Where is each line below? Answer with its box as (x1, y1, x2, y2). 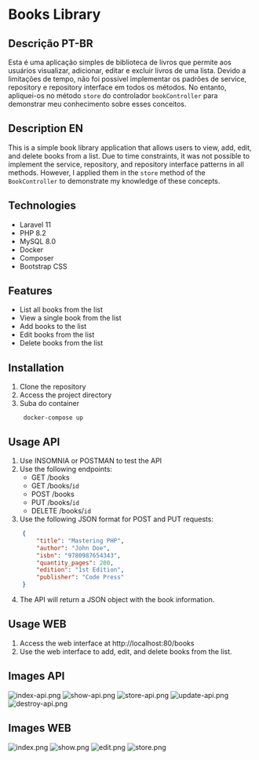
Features (8, 284, 53, 298)
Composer (19, 253, 54, 262)
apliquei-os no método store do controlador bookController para (8, 91, 218, 100)
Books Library (8, 5, 101, 24)
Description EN (8, 122, 84, 135)
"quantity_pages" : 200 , (36, 559, 114, 567)
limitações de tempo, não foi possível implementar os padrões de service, (8, 75, 247, 83)
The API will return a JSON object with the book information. (19, 595, 215, 605)
